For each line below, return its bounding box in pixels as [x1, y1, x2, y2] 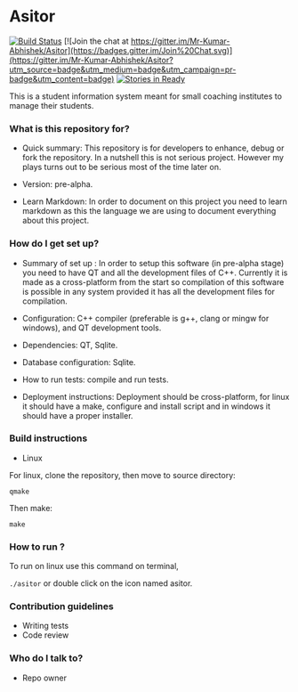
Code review [21, 630, 69, 640]
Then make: [9, 502, 53, 513]
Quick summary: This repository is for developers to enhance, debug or [21, 142, 285, 153]
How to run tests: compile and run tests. [21, 374, 169, 385]
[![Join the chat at [63, 36, 129, 46]
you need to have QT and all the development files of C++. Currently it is [21, 267, 288, 278]
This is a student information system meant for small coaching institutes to [9, 91, 283, 102]
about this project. [21, 216, 90, 226]
